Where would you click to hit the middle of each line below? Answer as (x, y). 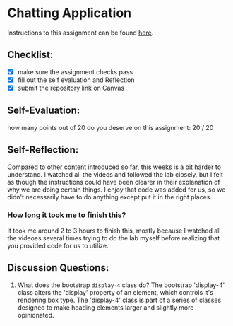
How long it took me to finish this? (67, 215)
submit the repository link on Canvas (71, 88)
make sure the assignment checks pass (75, 71)
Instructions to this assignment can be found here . (80, 33)
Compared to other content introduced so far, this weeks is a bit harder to (114, 167)
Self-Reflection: (43, 150)
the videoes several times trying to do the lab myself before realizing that (114, 238)
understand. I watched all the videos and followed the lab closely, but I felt (115, 174)
